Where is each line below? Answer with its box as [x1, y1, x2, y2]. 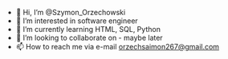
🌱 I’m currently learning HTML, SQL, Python [15, 25, 161, 33]
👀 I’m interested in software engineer [15, 16, 138, 26]
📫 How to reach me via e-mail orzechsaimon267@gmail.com [15, 42, 219, 51]
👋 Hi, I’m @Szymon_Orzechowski [15, 8, 126, 17]
